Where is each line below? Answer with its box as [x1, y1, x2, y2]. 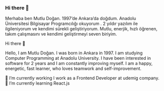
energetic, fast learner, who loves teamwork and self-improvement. [5, 66, 142, 71]
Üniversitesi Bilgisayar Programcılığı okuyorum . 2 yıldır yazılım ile [5, 21, 138, 26]
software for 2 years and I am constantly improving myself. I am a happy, [5, 61, 153, 67]
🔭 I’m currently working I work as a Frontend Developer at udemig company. [5, 75, 160, 81]
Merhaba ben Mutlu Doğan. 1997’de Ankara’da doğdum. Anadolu [5, 16, 136, 22]
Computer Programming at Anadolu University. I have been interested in [5, 55, 151, 61]
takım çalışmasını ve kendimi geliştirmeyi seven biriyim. [5, 31, 117, 37]
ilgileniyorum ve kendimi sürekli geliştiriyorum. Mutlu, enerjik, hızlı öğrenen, [5, 26, 158, 32]
